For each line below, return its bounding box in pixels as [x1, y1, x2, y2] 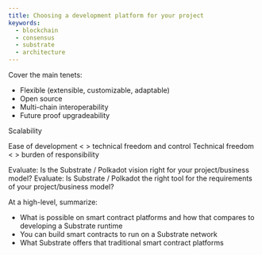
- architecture [15, 48, 66, 56]
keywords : [8, 19, 41, 27]
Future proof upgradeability [19, 111, 110, 120]
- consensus [15, 33, 56, 42]
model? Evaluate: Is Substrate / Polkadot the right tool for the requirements [8, 173, 252, 183]
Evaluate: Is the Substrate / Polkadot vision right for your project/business [8, 166, 250, 174]
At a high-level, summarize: [8, 197, 98, 207]
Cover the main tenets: [8, 70, 83, 79]
